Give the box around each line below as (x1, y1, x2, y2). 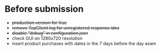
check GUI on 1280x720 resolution (11, 35, 83, 41)
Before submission (4, 3, 84, 15)
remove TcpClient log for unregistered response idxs (11, 25, 119, 30)
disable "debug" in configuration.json (11, 30, 88, 36)
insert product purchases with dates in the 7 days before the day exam (11, 40, 157, 46)
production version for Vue (11, 20, 67, 25)
